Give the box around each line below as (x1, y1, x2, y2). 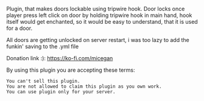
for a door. (6, 24, 32, 32)
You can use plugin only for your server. (6, 89, 116, 95)
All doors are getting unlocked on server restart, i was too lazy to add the (6, 37, 190, 43)
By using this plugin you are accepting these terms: (6, 66, 135, 74)
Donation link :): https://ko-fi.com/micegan (6, 55, 113, 61)
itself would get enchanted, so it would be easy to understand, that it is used (6, 18, 198, 25)
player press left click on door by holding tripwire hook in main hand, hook (6, 12, 192, 19)
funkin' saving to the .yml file (6, 43, 79, 50)
